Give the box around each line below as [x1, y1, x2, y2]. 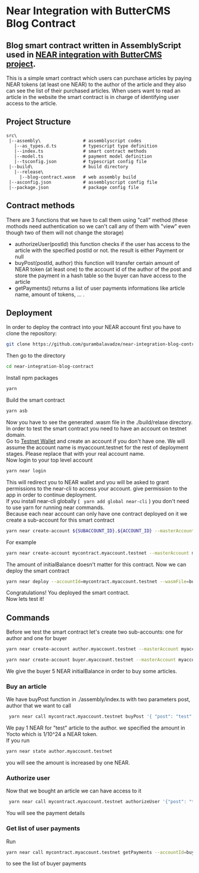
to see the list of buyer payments [6, 860, 87, 867]
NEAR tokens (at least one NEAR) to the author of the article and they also [6, 81, 187, 88]
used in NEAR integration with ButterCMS [6, 49, 162, 60]
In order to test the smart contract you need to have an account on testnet [6, 425, 187, 432]
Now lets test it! [6, 596, 44, 603]
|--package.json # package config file [8, 184, 139, 190]
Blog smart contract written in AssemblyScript [6, 40, 182, 50]
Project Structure [6, 117, 71, 127]
